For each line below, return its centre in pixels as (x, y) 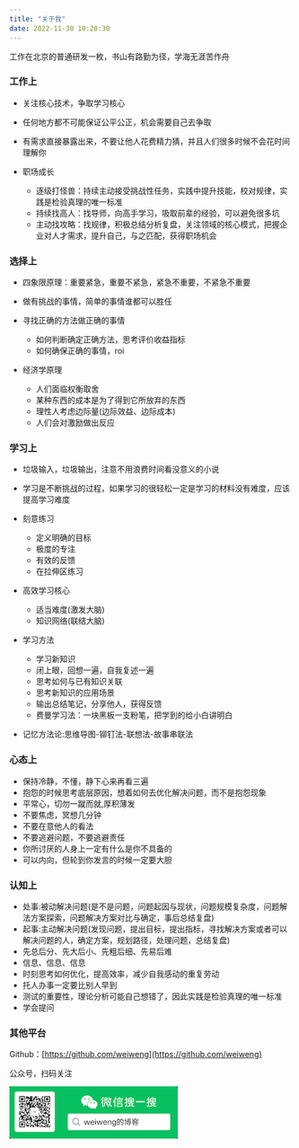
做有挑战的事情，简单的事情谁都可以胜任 (97, 302)
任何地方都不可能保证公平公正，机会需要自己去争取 (117, 122)
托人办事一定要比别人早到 (70, 985)
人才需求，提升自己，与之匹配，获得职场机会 (134, 235)
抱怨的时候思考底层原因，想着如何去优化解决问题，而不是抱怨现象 (144, 792)
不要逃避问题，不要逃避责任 (74, 837)
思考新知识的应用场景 (75, 693)
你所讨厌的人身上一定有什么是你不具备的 (97, 848)
